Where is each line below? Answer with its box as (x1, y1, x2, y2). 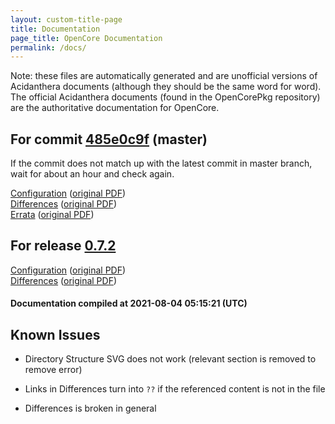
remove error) (24, 364, 83, 376)
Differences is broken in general (24, 402, 157, 415)
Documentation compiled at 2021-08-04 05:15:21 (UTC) (10, 297, 248, 310)
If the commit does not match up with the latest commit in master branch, (10, 157, 313, 170)
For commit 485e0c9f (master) (10, 131, 208, 148)
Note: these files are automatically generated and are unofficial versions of (10, 70, 318, 82)
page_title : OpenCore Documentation (10, 33, 163, 43)
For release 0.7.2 (10, 237, 117, 255)
